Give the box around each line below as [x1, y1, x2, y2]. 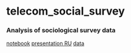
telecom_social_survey [6, 4, 126, 18]
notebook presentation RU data [6, 40, 85, 47]
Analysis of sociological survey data [6, 26, 116, 35]
